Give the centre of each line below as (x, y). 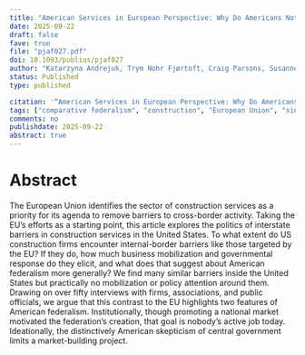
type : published (40, 85)
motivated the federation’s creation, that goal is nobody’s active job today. (148, 321)
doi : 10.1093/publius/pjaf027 (67, 60)
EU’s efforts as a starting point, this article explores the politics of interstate (150, 224)
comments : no (34, 119)
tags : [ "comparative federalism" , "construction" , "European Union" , (144, 110)
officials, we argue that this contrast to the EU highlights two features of (144, 301)
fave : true (30, 43)
